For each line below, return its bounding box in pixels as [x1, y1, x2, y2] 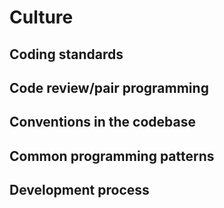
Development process [9, 182, 150, 199]
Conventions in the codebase [9, 114, 196, 131]
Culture [9, 6, 74, 29]
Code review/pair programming [9, 79, 209, 96]
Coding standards [9, 46, 124, 63]
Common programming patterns [9, 147, 215, 165]
